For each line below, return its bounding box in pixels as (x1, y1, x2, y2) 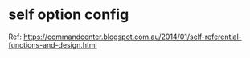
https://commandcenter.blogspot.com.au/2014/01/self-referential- (23, 32, 243, 41)
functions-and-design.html (8, 40, 98, 49)
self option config (8, 6, 129, 24)
